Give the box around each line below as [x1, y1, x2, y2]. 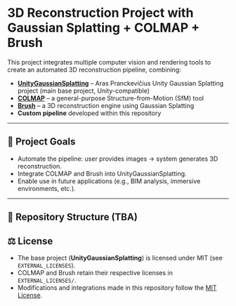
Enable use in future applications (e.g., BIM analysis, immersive [17, 177, 201, 185]
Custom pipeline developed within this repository [17, 109, 162, 117]
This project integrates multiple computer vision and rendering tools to [7, 58, 211, 66]
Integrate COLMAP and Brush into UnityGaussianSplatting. [17, 169, 188, 178]
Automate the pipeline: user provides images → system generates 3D [17, 154, 218, 163]
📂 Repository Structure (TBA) [7, 211, 138, 223]
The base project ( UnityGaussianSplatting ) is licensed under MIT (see [17, 253, 223, 262]
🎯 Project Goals [7, 135, 76, 148]
